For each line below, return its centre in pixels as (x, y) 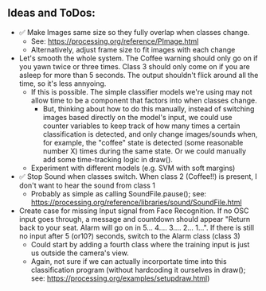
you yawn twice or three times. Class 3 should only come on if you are (134, 66)
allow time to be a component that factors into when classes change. (144, 100)
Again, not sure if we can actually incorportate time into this (129, 261)
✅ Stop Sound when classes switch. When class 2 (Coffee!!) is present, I (138, 176)
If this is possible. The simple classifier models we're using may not (141, 91)
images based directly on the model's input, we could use (137, 117)
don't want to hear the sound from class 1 (87, 185)
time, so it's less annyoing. (63, 83)
